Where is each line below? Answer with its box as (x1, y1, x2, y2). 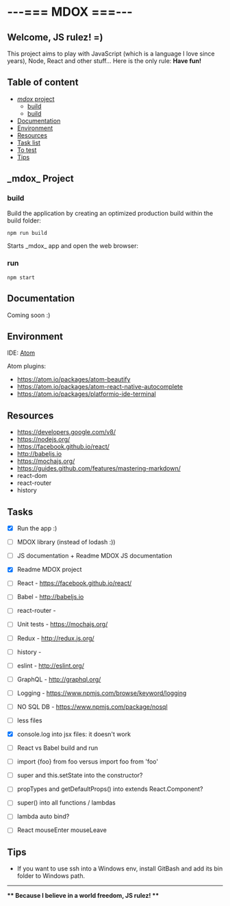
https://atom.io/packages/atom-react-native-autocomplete (16, 383, 183, 391)
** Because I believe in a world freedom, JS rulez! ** (7, 892, 159, 900)
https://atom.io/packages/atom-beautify (16, 375, 131, 383)
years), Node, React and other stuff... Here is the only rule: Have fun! (7, 57, 202, 65)
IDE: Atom (7, 349, 36, 357)
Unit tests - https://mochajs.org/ (16, 620, 108, 629)
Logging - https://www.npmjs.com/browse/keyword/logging (16, 689, 187, 697)
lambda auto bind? (16, 812, 70, 820)
